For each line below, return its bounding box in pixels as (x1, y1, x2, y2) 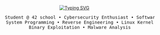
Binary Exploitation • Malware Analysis (29, 24, 131, 30)
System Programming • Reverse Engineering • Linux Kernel (6, 19, 154, 25)
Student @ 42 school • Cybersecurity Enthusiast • (5, 14, 134, 20)
